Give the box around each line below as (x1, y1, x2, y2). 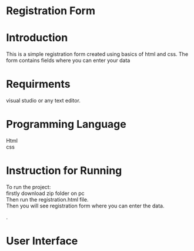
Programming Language (6, 118, 126, 131)
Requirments (6, 78, 71, 91)
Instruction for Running (6, 164, 122, 177)
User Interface (6, 235, 78, 248)
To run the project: (6, 183, 51, 190)
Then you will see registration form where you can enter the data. (6, 202, 165, 209)
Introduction (6, 31, 68, 45)
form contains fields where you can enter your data (6, 57, 131, 64)
